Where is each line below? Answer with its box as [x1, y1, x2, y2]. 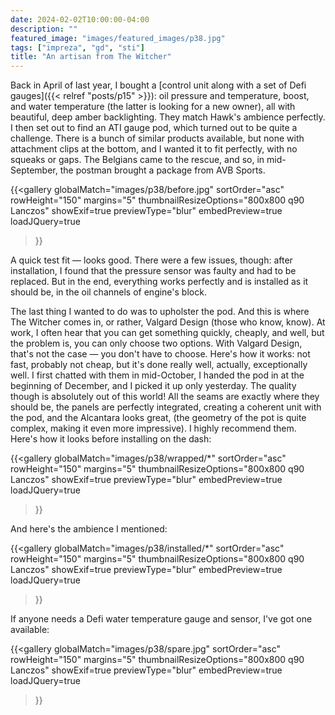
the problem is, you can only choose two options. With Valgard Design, [10, 337, 303, 350]
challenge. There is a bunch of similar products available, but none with [10, 132, 305, 145]
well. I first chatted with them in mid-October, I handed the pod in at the [10, 369, 305, 381]
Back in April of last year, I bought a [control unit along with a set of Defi [10, 79, 307, 91]
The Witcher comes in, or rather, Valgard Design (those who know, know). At [10, 316, 326, 328]
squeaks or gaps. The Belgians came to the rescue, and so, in [10, 154, 265, 166]
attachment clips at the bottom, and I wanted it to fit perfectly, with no [10, 143, 298, 155]
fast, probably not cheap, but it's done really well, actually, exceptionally [10, 359, 308, 371]
